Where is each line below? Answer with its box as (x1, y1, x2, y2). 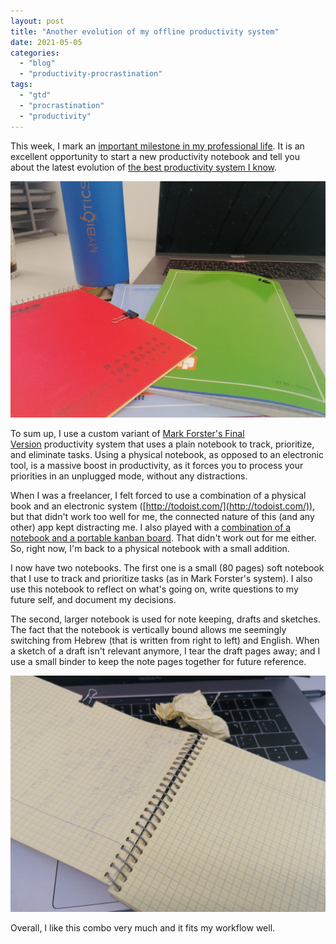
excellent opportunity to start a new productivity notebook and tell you (10, 150, 300, 162)
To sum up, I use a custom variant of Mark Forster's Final (10, 427, 245, 439)
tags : (10, 80, 33, 90)
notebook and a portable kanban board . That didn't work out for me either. (10, 531, 317, 544)
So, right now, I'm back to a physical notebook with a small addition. (10, 542, 290, 554)
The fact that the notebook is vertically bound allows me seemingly (10, 623, 287, 635)
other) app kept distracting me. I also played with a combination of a (10, 521, 292, 533)
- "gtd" (19, 90, 52, 100)
